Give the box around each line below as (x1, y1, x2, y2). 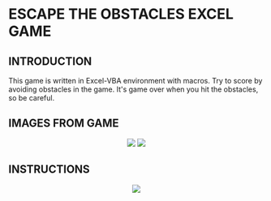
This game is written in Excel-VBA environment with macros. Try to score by (8, 76, 263, 85)
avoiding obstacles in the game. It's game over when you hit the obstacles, (8, 84, 259, 94)
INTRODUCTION (8, 54, 92, 68)
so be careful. (8, 93, 55, 102)
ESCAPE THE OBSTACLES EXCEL (8, 5, 234, 24)
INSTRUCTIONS (8, 163, 91, 177)
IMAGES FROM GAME (8, 117, 119, 130)
